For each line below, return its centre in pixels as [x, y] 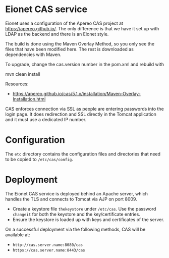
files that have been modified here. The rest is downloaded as [69, 49]
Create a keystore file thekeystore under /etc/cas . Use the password [84, 209]
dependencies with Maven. [33, 55]
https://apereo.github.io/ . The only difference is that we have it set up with [82, 28]
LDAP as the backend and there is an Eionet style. [57, 34]
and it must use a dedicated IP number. [46, 119]
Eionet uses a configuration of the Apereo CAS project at [64, 23]
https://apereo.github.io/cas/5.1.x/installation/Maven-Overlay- [77, 93]
